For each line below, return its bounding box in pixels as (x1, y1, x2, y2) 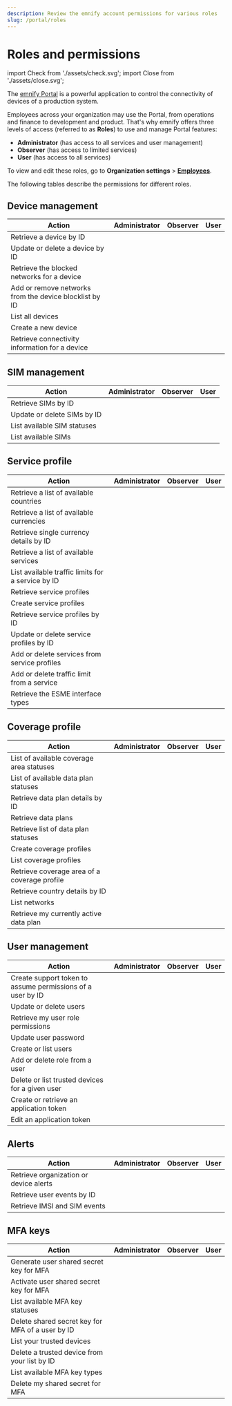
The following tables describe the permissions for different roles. (7, 180, 192, 189)
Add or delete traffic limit (10, 669, 91, 678)
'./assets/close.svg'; (7, 77, 64, 85)
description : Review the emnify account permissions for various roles (7, 10, 217, 17)
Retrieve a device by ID (10, 232, 86, 242)
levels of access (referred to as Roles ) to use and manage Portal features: (7, 125, 217, 133)
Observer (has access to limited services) (17, 146, 137, 154)
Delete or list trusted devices (10, 1075, 104, 1085)
